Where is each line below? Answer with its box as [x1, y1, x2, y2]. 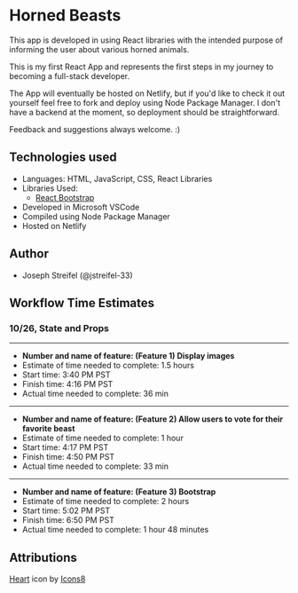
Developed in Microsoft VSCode [21, 202, 140, 212]
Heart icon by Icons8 [9, 573, 86, 584]
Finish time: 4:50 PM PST [21, 452, 115, 463]
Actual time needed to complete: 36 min [21, 388, 169, 399]
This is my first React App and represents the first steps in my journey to [9, 61, 274, 72]
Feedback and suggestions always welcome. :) [9, 123, 181, 134]
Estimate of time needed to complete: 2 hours [21, 496, 190, 507]
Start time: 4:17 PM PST [21, 442, 109, 453]
